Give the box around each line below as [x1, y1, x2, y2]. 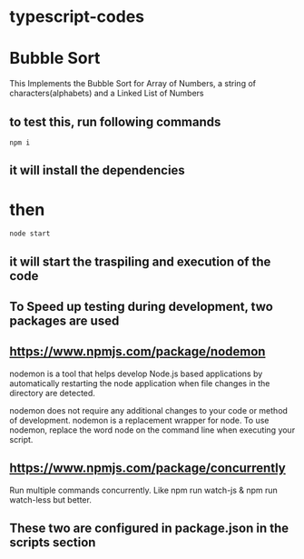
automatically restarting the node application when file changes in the [9, 377, 270, 388]
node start [9, 229, 51, 238]
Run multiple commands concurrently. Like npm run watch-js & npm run [9, 484, 279, 495]
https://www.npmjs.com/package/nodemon [9, 344, 266, 360]
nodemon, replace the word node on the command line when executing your [9, 424, 296, 435]
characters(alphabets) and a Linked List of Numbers [9, 88, 204, 99]
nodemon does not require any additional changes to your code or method [9, 404, 289, 415]
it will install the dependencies [9, 163, 186, 178]
